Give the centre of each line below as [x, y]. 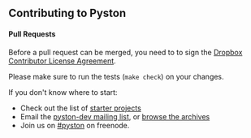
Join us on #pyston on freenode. [75, 125]
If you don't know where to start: [63, 92]
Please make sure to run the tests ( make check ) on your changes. [117, 76]
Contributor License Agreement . [62, 61]
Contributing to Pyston [67, 13]
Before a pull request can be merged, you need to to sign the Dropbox [125, 52]
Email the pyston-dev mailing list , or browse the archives [115, 116]
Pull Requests [32, 34]
